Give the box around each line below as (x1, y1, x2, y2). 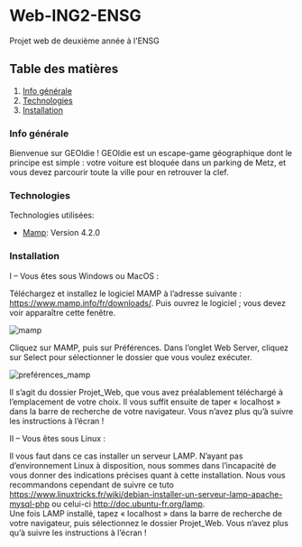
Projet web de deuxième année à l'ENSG (9, 35, 160, 46)
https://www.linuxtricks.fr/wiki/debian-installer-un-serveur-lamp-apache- (9, 488, 283, 499)
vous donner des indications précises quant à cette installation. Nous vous (9, 469, 286, 480)
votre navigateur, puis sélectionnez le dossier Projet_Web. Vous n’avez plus (9, 517, 288, 528)
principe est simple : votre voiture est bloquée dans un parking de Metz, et (9, 157, 287, 168)
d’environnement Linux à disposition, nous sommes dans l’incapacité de (9, 459, 277, 470)
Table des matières (9, 61, 119, 77)
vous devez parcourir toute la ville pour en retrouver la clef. (9, 167, 229, 178)
